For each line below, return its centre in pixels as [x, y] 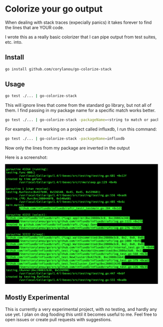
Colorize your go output [54, 9]
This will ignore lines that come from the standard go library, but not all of [78, 105]
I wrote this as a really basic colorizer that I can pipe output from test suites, [81, 37]
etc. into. [14, 42]
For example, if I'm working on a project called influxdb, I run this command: [81, 129]
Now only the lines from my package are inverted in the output [67, 148]
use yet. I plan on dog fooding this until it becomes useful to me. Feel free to [81, 314]
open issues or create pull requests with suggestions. [58, 319]
